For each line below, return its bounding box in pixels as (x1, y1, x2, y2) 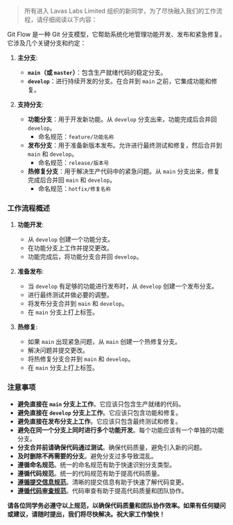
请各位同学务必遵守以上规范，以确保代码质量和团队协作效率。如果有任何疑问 (7, 501, 226, 509)
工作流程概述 (7, 203, 51, 213)
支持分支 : (17, 101, 44, 108)
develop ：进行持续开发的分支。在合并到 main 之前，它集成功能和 (27, 77, 212, 85)
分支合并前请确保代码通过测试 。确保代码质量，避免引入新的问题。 (17, 443, 206, 451)
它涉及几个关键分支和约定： (7, 39, 87, 47)
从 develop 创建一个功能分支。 (27, 235, 114, 243)
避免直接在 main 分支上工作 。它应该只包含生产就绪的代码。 (17, 399, 185, 408)
